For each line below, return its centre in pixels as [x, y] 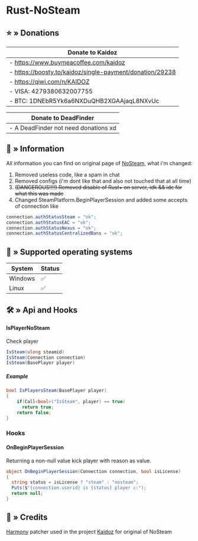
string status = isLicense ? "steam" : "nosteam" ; [75, 482]
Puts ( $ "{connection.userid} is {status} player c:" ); [79, 488]
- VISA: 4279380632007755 [51, 91]
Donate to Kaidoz [92, 52]
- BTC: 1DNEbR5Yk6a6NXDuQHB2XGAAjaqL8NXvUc [84, 101]
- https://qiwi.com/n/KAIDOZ [49, 82]
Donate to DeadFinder [63, 118]
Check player [22, 341]
